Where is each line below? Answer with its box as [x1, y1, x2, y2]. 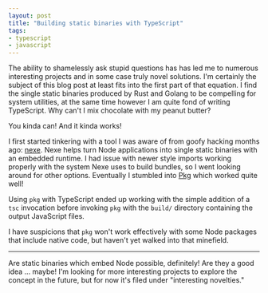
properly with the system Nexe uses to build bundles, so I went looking [8, 162, 241, 172]
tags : [8, 26, 26, 34]
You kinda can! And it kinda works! [8, 121, 122, 131]
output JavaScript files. [8, 212, 85, 221]
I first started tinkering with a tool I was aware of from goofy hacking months [8, 137, 260, 146]
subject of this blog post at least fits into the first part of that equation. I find [8, 81, 258, 90]
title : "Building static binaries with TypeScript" [8, 19, 183, 27]
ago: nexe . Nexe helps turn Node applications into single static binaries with [8, 145, 258, 155]
